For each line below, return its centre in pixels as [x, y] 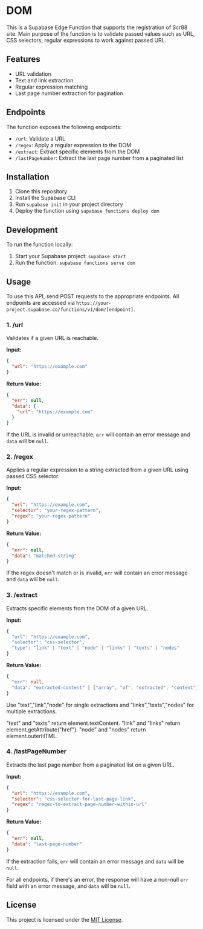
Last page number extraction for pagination [69, 93]
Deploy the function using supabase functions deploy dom [87, 211]
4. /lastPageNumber [37, 751]
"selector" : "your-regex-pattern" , [56, 511]
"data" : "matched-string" [44, 556]
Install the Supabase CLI [45, 198]
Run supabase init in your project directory [69, 204]
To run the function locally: [40, 245]
